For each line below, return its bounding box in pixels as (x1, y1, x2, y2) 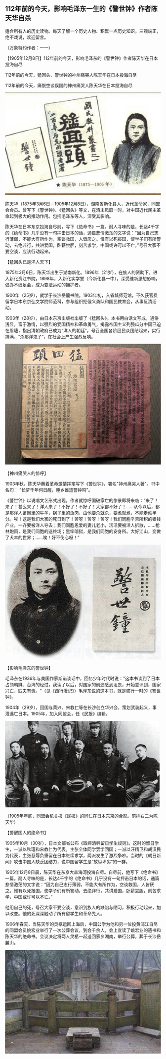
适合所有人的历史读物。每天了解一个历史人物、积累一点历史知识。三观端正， (5, 28, 161, 34)
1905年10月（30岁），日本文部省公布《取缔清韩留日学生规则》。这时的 (5, 840, 146, 846)
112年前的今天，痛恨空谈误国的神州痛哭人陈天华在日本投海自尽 (5, 82, 132, 88)
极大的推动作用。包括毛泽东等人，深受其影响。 (18, 213, 114, 219)
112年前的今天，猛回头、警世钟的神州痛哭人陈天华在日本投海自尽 (5, 72, 137, 78)
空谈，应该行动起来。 (9, 249, 53, 255)
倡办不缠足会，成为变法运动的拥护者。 (5, 282, 83, 288)
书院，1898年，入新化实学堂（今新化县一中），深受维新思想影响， (26, 276, 160, 282)
